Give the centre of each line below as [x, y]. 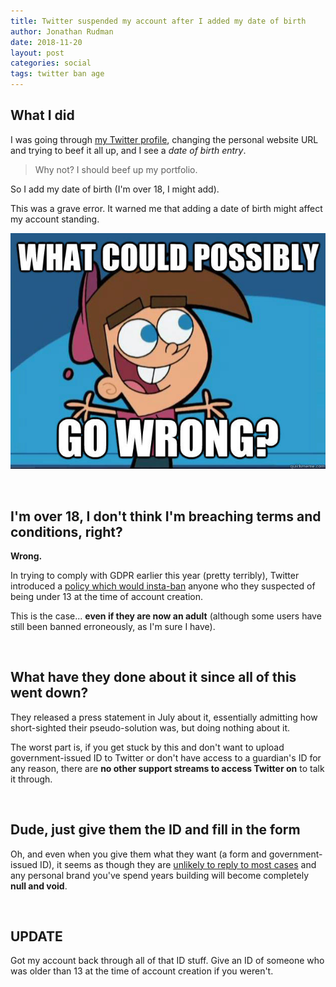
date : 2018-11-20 [46, 42]
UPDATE [36, 936]
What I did [42, 115]
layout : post [37, 53]
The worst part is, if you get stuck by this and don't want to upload [147, 747]
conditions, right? [66, 531]
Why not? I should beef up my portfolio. [116, 169]
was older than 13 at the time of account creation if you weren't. [142, 971]
